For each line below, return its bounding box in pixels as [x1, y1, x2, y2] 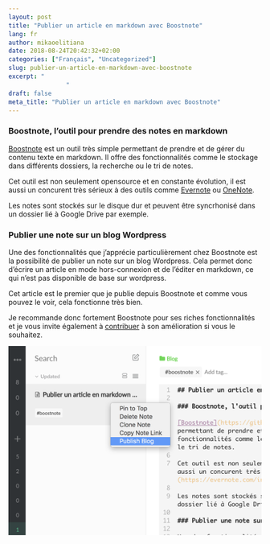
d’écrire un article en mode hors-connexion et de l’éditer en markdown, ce [8, 264, 255, 274]
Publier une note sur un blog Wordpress [8, 229, 167, 241]
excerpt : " [8, 72, 45, 80]
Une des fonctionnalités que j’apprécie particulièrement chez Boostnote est [8, 247, 258, 257]
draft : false [8, 89, 52, 97]
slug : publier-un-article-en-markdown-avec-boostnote [8, 64, 193, 72]
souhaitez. [8, 330, 43, 340]
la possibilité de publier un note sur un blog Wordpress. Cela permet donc [8, 256, 253, 266]
